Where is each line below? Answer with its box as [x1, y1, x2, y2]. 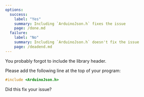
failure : [9, 30, 28, 35]
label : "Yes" [14, 16, 41, 21]
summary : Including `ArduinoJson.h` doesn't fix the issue [14, 40, 140, 45]
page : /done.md [14, 26, 46, 31]
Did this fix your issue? [5, 86, 52, 92]
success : [9, 12, 28, 17]
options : [5, 7, 23, 12]
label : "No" [14, 35, 39, 40]
